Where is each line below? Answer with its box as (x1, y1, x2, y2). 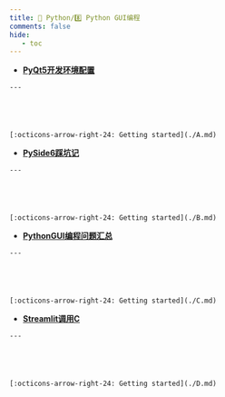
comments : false (9, 22, 71, 31)
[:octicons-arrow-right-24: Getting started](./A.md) (9, 131, 218, 140)
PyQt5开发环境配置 (22, 65, 95, 75)
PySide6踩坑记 (22, 147, 80, 159)
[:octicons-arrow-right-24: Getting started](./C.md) (9, 296, 218, 305)
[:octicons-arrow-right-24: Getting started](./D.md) (9, 379, 218, 389)
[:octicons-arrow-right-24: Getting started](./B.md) (9, 213, 218, 223)
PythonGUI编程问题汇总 (22, 231, 113, 242)
